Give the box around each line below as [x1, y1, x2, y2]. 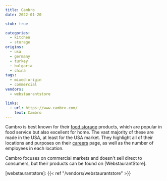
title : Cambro [5, 7, 35, 13]
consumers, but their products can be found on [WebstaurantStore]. [5, 160, 147, 167]
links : [5, 101, 19, 106]
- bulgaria [10, 63, 33, 68]
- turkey [10, 59, 28, 64]
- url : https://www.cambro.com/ [10, 105, 78, 110]
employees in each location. [5, 145, 64, 152]
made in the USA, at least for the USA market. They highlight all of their [5, 134, 153, 141]
